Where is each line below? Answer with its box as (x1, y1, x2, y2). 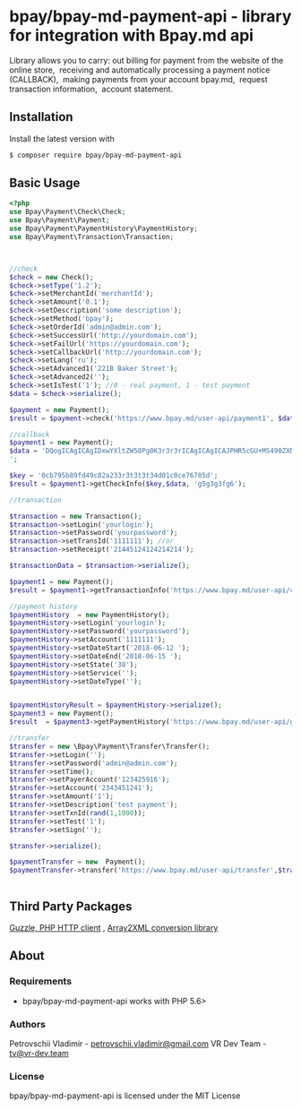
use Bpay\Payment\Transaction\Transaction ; (9, 232, 175, 241)
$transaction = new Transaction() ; (9, 512, 142, 521)
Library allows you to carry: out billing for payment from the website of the (9, 55, 284, 65)
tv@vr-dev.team (9, 1047, 69, 1058)
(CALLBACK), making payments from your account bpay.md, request (9, 73, 268, 84)
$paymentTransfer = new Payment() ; (9, 857, 146, 866)
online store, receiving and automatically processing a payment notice (9, 65, 271, 75)
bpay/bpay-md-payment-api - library (9, 6, 292, 27)
